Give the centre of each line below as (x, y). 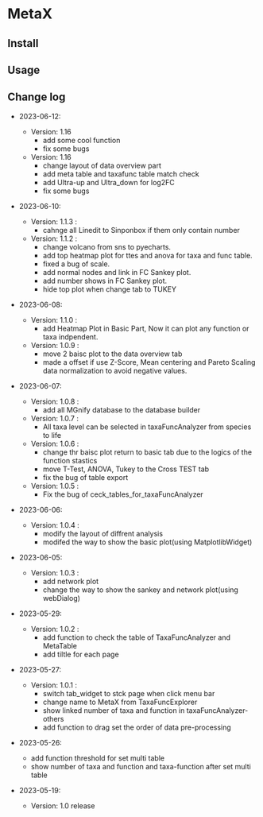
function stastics (70, 460)
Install (23, 43)
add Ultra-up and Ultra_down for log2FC (109, 182)
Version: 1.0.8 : (55, 401)
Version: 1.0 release (63, 805)
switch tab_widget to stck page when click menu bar (129, 693)
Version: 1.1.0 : (54, 319)
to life (52, 435)
